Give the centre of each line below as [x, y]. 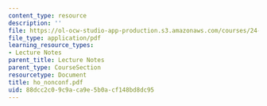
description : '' [35, 23]
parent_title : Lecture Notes [56, 61]
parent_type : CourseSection [55, 68]
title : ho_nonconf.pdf [46, 82]
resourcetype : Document [48, 75]
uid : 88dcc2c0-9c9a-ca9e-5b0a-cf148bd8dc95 [81, 90]
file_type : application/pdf [55, 38]
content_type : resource [48, 16]
